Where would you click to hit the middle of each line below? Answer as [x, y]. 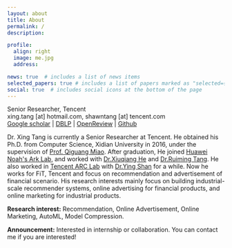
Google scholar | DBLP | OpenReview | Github [72, 124]
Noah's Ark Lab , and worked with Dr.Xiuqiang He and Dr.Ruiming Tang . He [113, 159]
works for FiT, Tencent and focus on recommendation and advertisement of [115, 174]
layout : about [28, 13]
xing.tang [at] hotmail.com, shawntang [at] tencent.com [86, 116]
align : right [32, 52]
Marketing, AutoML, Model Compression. [66, 216]
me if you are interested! [42, 237]
